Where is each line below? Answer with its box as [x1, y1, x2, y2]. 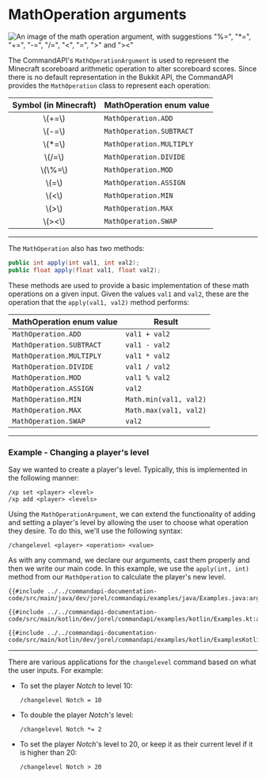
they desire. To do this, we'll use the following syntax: [8, 526, 184, 535]
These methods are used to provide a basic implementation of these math [8, 280, 249, 290]
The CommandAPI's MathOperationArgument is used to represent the [8, 55, 230, 65]
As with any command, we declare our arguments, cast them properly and [8, 555, 250, 564]
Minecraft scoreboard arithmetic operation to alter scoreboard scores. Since [8, 63, 257, 73]
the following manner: [8, 473, 79, 482]
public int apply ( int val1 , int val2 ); [8, 259, 140, 267]
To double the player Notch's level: [19, 710, 134, 720]
